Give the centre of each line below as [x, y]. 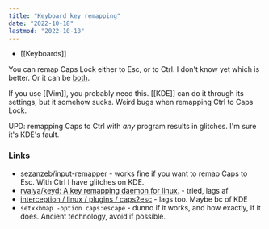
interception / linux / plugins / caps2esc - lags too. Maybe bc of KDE [134, 199]
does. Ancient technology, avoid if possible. [93, 216]
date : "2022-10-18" [41, 23]
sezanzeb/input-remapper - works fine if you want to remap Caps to [134, 173]
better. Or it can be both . [49, 78]
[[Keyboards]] [43, 54]
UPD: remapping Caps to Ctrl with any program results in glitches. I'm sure [132, 127]
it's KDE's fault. [34, 135]
